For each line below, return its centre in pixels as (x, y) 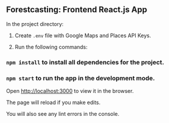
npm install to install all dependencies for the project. (85, 62)
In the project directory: (35, 24)
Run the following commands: (51, 47)
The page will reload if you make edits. (53, 102)
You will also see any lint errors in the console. (63, 114)
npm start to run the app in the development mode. (81, 78)
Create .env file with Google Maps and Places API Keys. (83, 35)
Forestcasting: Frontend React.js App (76, 10)
